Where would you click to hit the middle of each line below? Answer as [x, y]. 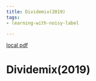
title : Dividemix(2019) [36, 12]
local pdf [17, 45]
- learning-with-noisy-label [43, 23]
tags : [13, 17]
